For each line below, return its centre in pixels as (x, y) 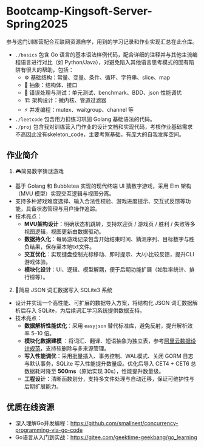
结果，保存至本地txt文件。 (62, 247)
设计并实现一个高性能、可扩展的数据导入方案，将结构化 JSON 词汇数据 (104, 302)
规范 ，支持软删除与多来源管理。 (70, 348)
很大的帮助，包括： (50, 70)
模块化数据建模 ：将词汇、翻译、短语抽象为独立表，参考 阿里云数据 (107, 341)
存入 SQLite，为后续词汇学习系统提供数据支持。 (86, 310)
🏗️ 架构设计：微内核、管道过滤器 (65, 100)
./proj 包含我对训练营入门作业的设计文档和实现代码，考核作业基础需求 (104, 126)
